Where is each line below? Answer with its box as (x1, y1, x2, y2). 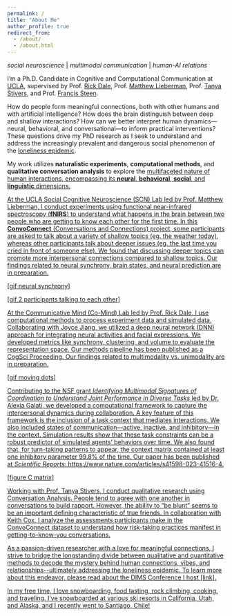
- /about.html (13, 42, 54, 49)
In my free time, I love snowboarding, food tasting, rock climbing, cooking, (7, 587, 219, 595)
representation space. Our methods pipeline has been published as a (7, 346, 204, 353)
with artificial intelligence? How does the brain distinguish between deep (7, 110, 214, 118)
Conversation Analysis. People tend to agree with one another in (7, 494, 191, 502)
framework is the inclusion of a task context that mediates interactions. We (7, 416, 220, 424)
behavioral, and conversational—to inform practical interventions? (28, 125, 216, 132)
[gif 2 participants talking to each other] (7, 295, 121, 304)
